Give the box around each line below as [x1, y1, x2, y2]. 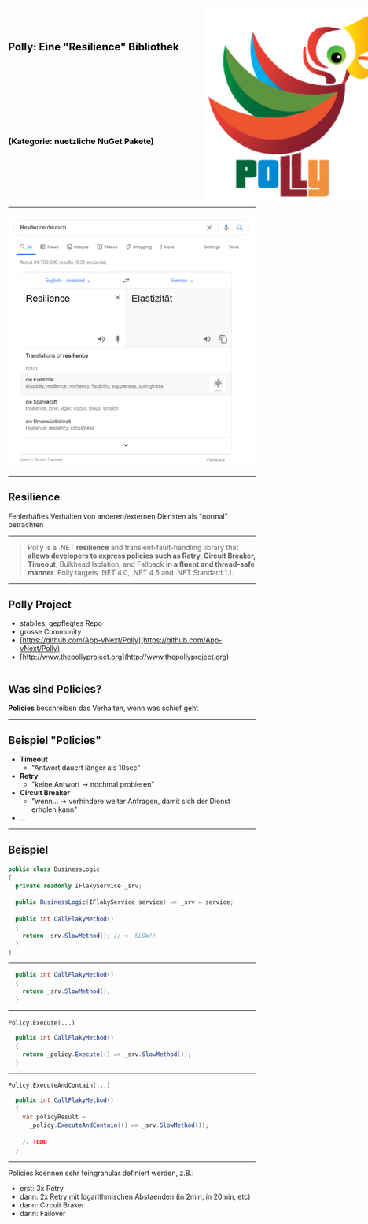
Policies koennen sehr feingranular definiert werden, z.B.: [8, 1168, 194, 1177]
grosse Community [19, 627, 82, 637]
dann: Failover [19, 1208, 66, 1218]
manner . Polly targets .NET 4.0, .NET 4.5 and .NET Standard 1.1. [27, 567, 234, 577]
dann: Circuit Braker [19, 1200, 85, 1210]
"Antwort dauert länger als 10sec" [31, 762, 141, 772]
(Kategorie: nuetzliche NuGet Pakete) [8, 136, 155, 147]
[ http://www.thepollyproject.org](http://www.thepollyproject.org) [19, 652, 230, 662]
